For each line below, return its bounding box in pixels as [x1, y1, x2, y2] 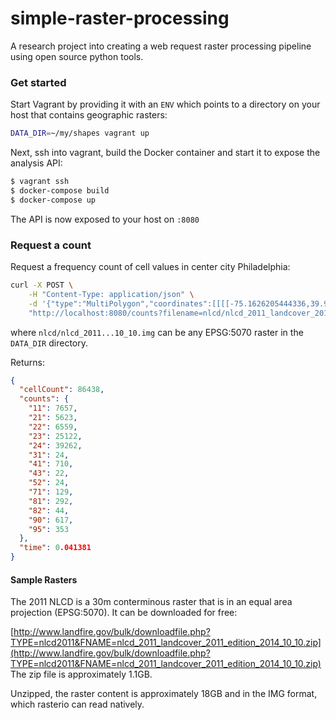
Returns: [10, 356, 46, 368]
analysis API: [10, 157, 63, 169]
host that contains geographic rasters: [10, 109, 168, 121]
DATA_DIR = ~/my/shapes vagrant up [10, 128, 150, 139]
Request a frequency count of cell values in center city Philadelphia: [10, 261, 291, 273]
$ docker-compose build [10, 185, 110, 196]
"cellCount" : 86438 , [19, 385, 105, 395]
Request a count [10, 238, 92, 252]
